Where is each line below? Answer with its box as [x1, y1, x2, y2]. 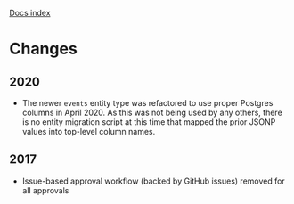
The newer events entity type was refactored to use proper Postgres [21, 98, 274, 108]
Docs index [9, 8, 51, 18]
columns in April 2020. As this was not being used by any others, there [21, 107, 282, 118]
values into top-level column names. [21, 126, 156, 136]
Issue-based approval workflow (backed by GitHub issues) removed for [21, 175, 285, 186]
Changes [9, 39, 78, 59]
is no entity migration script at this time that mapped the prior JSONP [21, 117, 276, 127]
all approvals [21, 184, 69, 195]
